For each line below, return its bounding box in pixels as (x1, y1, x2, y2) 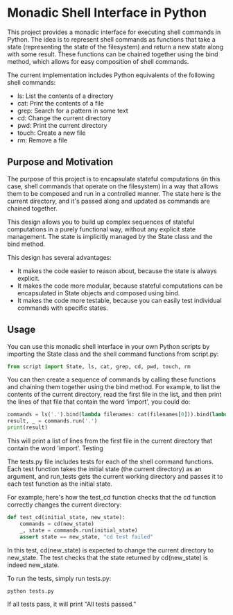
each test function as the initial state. (7, 479, 113, 488)
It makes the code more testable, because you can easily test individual (17, 296, 222, 304)
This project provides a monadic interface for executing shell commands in (7, 28, 221, 36)
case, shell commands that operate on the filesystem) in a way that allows (7, 182, 218, 190)
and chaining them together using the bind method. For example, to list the (7, 383, 221, 391)
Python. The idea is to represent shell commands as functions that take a (7, 35, 216, 43)
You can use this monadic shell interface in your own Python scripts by (7, 342, 210, 350)
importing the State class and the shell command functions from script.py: (7, 350, 219, 358)
